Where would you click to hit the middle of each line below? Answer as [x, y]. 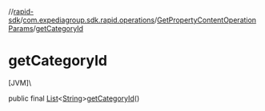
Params [21, 28]
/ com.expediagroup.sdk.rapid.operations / [88, 20]
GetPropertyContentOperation [207, 20]
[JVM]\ [20, 82]
